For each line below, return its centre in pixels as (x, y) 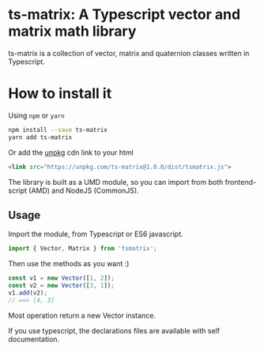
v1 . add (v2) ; (28, 293)
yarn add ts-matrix (40, 137)
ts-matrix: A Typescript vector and (124, 15)
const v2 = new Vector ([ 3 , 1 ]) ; (61, 286)
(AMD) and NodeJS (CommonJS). (84, 190)
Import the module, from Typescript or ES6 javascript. (96, 234)
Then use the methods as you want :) (69, 264)
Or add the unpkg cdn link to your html (71, 152)
